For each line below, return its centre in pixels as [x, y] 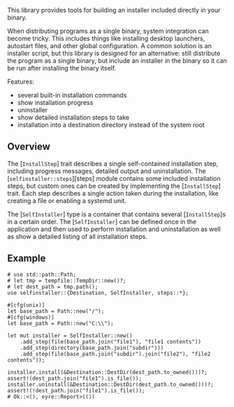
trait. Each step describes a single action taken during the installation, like [113, 193]
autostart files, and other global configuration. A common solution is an [109, 46]
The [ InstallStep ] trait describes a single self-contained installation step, [113, 163]
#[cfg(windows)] [31, 317]
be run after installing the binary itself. [62, 68]
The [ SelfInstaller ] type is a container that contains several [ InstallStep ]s [117, 214]
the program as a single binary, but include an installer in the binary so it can [117, 61]
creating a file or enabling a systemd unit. [67, 200]
